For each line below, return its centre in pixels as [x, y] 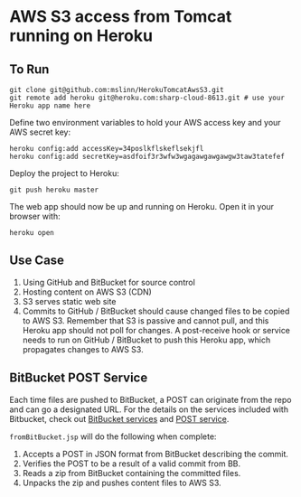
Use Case [37, 261]
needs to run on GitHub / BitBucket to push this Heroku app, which [146, 340]
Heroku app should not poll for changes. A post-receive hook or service [156, 330]
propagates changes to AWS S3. [83, 349]
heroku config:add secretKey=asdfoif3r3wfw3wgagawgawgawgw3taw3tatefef [147, 156]
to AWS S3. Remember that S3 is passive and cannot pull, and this [146, 320]
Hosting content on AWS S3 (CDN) [87, 292]
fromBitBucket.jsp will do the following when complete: [113, 436]
